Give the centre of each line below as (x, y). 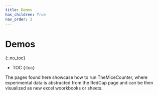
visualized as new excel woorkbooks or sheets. (54, 88)
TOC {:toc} (24, 68)
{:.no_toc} (15, 58)
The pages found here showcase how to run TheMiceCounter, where (76, 77)
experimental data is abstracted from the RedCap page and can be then (79, 83)
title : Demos (19, 10)
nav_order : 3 (19, 19)
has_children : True (26, 15)
